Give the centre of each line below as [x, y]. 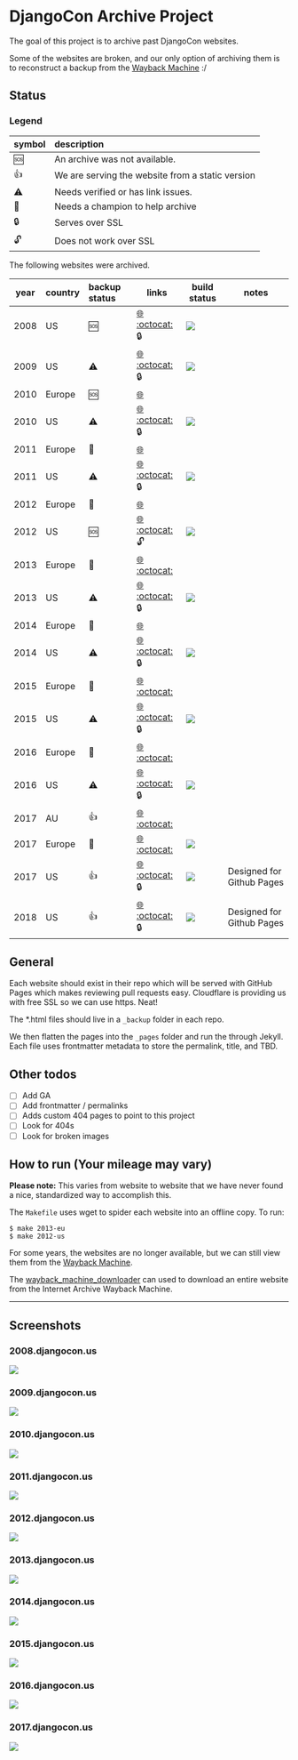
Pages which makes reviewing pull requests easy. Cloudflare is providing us [148, 993]
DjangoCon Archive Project [112, 16]
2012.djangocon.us [52, 1518]
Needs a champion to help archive [125, 206]
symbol [30, 144]
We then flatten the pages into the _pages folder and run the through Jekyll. [146, 1037]
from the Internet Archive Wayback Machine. [91, 1289]
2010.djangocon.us [52, 1435]
